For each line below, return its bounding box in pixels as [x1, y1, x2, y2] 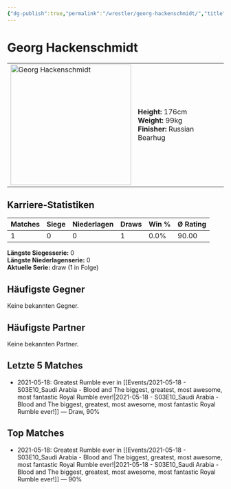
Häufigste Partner [7, 322, 86, 333]
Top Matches [7, 428, 65, 439]
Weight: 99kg [137, 115, 183, 125]
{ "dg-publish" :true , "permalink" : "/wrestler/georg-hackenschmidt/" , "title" [7, 10, 226, 17]
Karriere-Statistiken [7, 199, 95, 211]
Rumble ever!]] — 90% [16, 475, 82, 483]
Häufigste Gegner [7, 283, 85, 295]
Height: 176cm [137, 107, 188, 116]
